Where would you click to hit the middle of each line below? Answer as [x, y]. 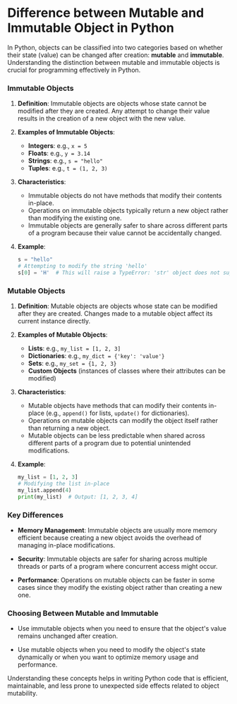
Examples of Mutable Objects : [62, 335]
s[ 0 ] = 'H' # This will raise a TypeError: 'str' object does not [119, 273]
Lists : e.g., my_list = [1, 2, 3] [74, 348]
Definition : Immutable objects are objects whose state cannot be [112, 104]
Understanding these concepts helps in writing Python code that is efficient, [118, 679]
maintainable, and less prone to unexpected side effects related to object [114, 686]
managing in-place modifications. [66, 545]
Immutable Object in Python [91, 28]
